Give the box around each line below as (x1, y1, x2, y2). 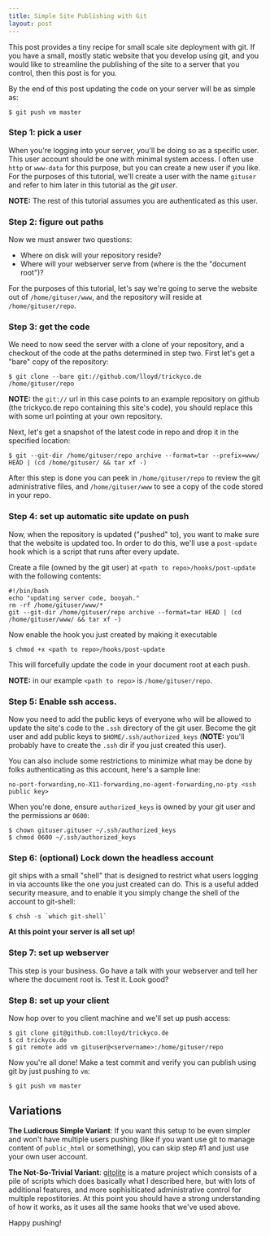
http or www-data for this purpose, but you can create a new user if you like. (8, 162, 261, 172)
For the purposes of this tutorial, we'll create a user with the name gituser (8, 171, 257, 181)
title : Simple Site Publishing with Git (8, 11, 148, 20)
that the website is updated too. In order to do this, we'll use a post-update (8, 538, 258, 548)
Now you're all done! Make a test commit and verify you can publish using (8, 1057, 257, 1067)
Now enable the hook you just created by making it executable (8, 629, 218, 640)
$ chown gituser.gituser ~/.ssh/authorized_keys (8, 826, 176, 834)
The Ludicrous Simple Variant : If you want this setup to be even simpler (8, 1125, 250, 1135)
